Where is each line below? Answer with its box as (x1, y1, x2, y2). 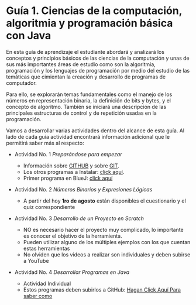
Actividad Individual (23, 280, 71, 287)
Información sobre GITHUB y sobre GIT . (23, 162, 120, 169)
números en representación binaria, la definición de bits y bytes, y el (6, 97, 171, 104)
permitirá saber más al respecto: (6, 139, 84, 146)
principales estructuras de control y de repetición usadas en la (6, 109, 157, 116)
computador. (6, 79, 37, 86)
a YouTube (23, 257, 49, 264)
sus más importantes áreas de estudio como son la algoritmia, (6, 60, 156, 68)
